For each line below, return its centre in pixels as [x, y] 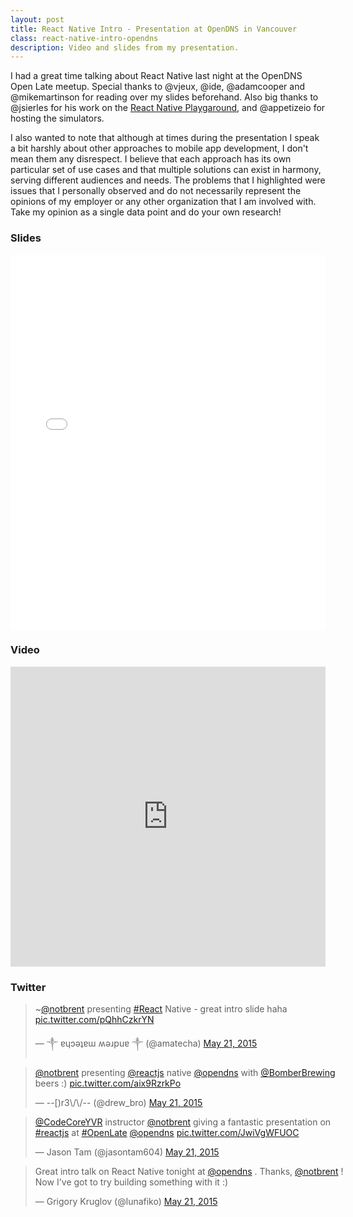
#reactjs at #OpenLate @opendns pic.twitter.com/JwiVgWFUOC [167, 1133]
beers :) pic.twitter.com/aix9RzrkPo [108, 1083]
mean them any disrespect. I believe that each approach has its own [151, 159]
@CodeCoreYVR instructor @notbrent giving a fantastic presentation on [183, 1122]
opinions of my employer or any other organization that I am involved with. [163, 202]
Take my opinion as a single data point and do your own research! [146, 212]
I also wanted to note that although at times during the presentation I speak [165, 138]
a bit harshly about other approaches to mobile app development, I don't [159, 148]
